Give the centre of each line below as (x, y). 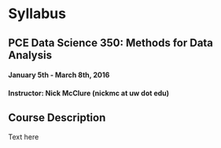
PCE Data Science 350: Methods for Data (111, 43)
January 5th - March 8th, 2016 (59, 75)
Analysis (30, 55)
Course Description (57, 118)
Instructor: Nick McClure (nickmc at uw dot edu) (89, 93)
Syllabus (37, 14)
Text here (24, 137)
